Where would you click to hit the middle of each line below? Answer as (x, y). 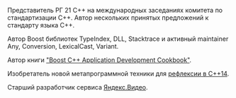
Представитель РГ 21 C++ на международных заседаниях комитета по (115, 10)
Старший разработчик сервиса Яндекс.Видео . (78, 87)
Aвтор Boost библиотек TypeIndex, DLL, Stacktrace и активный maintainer (118, 39)
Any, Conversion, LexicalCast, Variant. (63, 46)
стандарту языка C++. (41, 25)
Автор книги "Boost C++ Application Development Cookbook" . (100, 60)
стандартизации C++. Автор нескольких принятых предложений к (108, 18)
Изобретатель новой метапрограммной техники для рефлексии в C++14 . (118, 74)
